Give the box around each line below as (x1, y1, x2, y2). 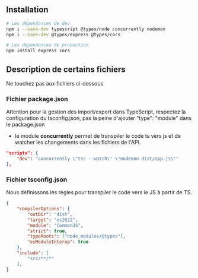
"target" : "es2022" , (27, 217, 78, 223)
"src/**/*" (27, 255, 55, 261)
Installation (6, 5, 49, 15)
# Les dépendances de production (6, 42, 89, 48)
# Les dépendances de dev (6, 20, 70, 26)
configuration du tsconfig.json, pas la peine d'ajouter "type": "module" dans (6, 115, 191, 122)
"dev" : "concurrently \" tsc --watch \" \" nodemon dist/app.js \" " (17, 156, 179, 162)
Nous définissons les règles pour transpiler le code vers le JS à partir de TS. (6, 189, 193, 196)
